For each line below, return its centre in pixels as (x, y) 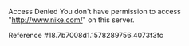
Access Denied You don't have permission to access (94, 11)
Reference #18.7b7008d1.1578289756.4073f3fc (86, 35)
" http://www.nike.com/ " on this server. (71, 20)
